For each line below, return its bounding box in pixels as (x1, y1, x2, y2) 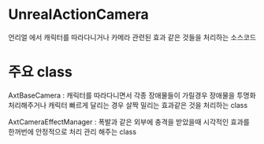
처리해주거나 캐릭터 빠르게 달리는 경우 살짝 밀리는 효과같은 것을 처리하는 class (8, 100, 248, 109)
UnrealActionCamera (8, 6, 150, 24)
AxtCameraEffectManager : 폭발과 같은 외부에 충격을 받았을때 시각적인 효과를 (8, 116, 250, 127)
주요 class (8, 63, 73, 81)
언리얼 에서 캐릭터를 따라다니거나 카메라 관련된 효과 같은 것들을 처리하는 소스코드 (8, 32, 257, 42)
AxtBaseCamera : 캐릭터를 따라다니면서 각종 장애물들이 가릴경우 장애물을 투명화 (8, 90, 256, 100)
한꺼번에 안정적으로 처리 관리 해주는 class (8, 127, 136, 136)
